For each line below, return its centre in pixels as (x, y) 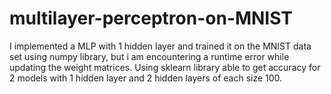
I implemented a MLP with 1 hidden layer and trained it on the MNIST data (160, 46)
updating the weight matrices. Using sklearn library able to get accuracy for (165, 67)
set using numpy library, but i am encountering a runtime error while (149, 56)
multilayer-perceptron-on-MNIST (151, 18)
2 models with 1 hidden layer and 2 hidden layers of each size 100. (146, 78)
